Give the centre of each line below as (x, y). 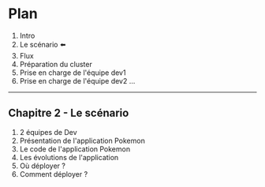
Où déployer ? (42, 166)
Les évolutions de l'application (69, 157)
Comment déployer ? (54, 174)
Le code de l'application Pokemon (75, 149)
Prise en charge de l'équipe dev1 (73, 73)
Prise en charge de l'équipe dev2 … (77, 80)
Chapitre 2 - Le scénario (69, 113)
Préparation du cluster (56, 64)
